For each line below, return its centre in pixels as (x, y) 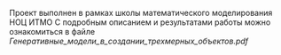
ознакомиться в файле (52, 31)
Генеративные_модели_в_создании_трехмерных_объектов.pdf (129, 41)
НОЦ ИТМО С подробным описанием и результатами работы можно (140, 22)
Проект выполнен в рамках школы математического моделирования (141, 13)
